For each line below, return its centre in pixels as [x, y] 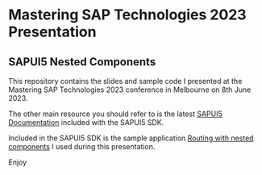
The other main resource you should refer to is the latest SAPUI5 [116, 114]
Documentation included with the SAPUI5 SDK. [86, 122]
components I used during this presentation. [82, 146]
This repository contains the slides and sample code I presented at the [125, 81]
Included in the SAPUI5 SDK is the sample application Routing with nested [131, 138]
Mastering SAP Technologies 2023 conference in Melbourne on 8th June [130, 90]
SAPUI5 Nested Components [82, 62]
